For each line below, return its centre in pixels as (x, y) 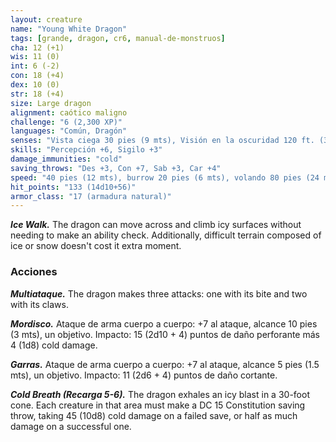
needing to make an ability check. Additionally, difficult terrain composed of (166, 235)
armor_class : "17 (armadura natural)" (91, 196)
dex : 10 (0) (35, 85)
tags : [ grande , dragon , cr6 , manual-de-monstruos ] (118, 38)
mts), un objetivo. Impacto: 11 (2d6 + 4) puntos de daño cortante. (144, 375)
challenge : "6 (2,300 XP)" (66, 122)
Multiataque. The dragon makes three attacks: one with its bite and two (159, 293)
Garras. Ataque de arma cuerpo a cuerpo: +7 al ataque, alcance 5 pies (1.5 (165, 364)
